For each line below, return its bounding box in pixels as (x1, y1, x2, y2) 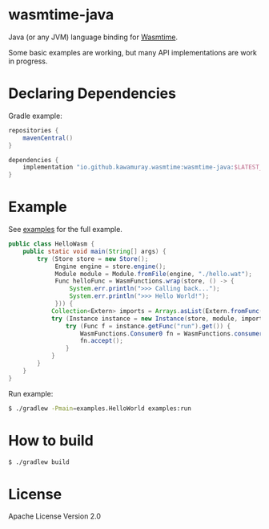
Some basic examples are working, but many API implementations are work (8, 47, 258, 57)
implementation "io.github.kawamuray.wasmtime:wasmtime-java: (22, 163, 235, 172)
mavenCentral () (22, 134, 74, 142)
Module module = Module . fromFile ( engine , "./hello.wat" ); (54, 270, 252, 278)
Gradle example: (8, 111, 62, 120)
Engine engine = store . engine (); (54, 262, 167, 271)
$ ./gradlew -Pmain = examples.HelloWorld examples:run (8, 404, 192, 413)
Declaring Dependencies (8, 84, 176, 103)
